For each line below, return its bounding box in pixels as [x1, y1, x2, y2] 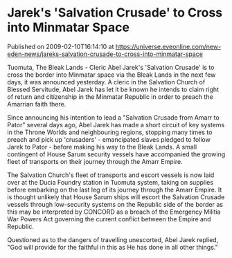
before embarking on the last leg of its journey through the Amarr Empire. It [7, 185, 222, 194]
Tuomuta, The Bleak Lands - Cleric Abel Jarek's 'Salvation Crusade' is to [7, 63, 215, 71]
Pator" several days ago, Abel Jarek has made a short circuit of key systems [7, 120, 225, 129]
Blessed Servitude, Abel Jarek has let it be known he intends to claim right [7, 85, 220, 93]
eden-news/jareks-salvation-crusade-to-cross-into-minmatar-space [7, 50, 203, 58]
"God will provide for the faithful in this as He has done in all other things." [7, 243, 218, 251]
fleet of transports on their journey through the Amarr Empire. [7, 157, 183, 165]
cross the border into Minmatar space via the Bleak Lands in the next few [7, 71, 216, 79]
